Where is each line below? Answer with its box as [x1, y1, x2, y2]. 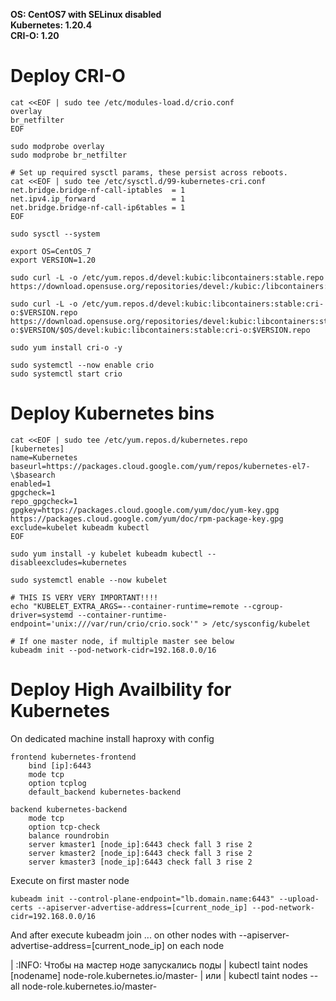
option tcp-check [28, 822, 101, 832]
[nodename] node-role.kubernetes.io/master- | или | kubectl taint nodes [10, 969, 308, 981]
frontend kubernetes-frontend [10, 752, 137, 762]
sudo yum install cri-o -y [10, 342, 123, 353]
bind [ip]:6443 [28, 760, 92, 771]
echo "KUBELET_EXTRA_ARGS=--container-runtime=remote [10, 601, 240, 611]
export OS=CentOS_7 [10, 246, 92, 256]
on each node [166, 939, 225, 951]
